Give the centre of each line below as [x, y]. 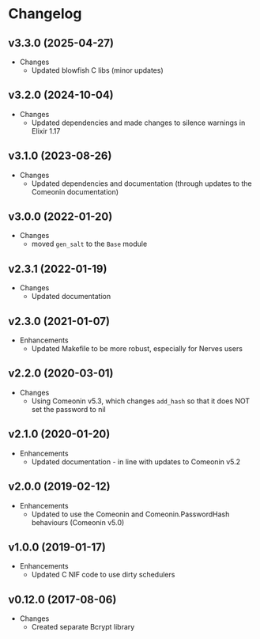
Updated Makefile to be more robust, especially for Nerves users [137, 349]
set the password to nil [68, 409]
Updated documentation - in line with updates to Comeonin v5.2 [136, 461]
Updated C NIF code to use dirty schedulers [103, 575]
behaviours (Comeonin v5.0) [78, 522]
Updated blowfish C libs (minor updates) [97, 70]
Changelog [45, 14]
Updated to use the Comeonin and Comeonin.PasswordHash [130, 514]
